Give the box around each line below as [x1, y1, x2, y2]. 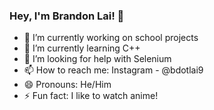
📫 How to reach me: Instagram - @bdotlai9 [23, 64, 204, 76]
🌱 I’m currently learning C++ [23, 42, 141, 54]
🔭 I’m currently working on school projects [23, 32, 199, 44]
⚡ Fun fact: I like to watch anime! [23, 90, 159, 102]
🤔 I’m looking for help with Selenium [23, 53, 172, 65]
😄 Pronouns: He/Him [23, 79, 112, 91]
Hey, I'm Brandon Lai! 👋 [9, 9, 125, 23]
